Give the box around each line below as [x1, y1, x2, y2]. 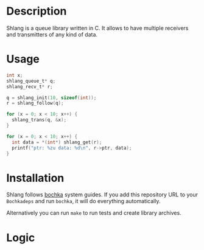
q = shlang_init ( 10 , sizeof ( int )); [6, 94, 97, 101]
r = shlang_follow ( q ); [6, 100, 64, 106]
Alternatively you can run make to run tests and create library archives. [6, 209, 181, 217]
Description [6, 4, 67, 18]
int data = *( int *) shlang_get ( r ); [12, 139, 102, 145]
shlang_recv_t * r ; [6, 83, 53, 89]
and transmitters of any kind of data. [6, 30, 98, 38]
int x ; [6, 72, 23, 78]
